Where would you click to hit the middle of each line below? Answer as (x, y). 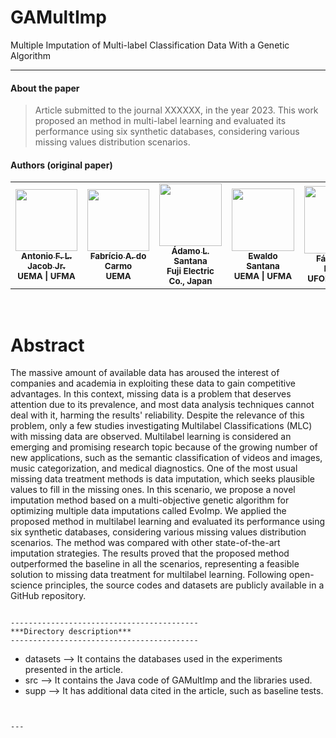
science (26, 585)
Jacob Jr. (46, 265)
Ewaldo (263, 256)
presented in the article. (73, 670)
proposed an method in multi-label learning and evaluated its (160, 121)
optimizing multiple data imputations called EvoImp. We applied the (148, 511)
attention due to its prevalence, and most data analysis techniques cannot (162, 405)
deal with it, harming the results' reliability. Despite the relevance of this (157, 415)
